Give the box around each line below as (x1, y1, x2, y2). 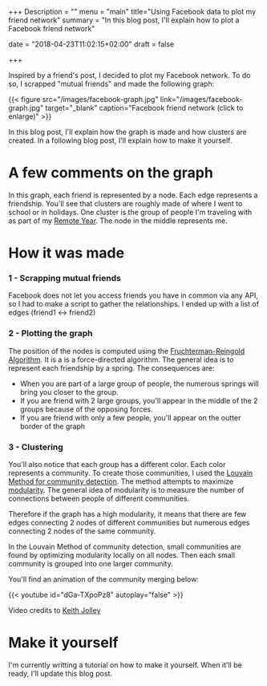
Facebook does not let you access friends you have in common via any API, (8, 290, 259, 300)
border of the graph (19, 421, 86, 431)
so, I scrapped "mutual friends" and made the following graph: (8, 79, 215, 88)
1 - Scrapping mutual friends (8, 273, 122, 284)
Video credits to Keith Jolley (8, 606, 101, 615)
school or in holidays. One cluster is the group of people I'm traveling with (8, 207, 253, 217)
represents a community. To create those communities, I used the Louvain (8, 469, 253, 478)
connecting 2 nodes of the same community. (8, 526, 156, 536)
